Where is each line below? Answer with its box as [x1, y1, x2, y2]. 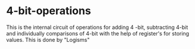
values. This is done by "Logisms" [6, 36, 90, 43]
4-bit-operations [6, 4, 91, 18]
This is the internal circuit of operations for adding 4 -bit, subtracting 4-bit [6, 24, 188, 31]
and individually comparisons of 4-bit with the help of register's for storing [6, 30, 190, 37]
